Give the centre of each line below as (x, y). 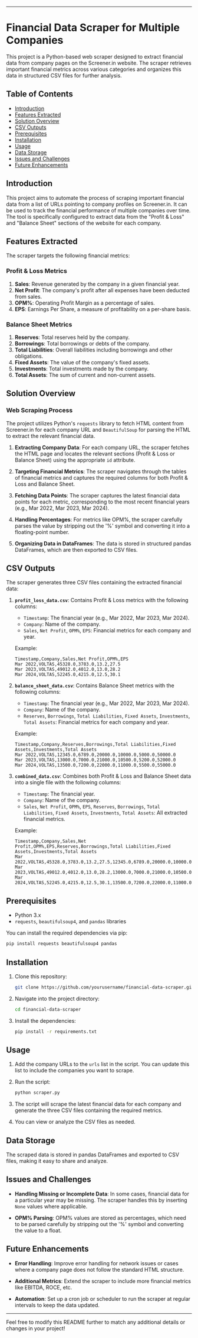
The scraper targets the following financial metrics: (68, 256)
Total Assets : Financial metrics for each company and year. (96, 722)
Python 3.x (28, 915)
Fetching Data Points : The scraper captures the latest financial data (97, 495)
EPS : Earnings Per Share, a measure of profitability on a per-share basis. (103, 309)
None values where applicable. (51, 1206)
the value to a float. (38, 1230)
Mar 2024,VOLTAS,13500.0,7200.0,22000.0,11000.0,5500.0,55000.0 (95, 765)
